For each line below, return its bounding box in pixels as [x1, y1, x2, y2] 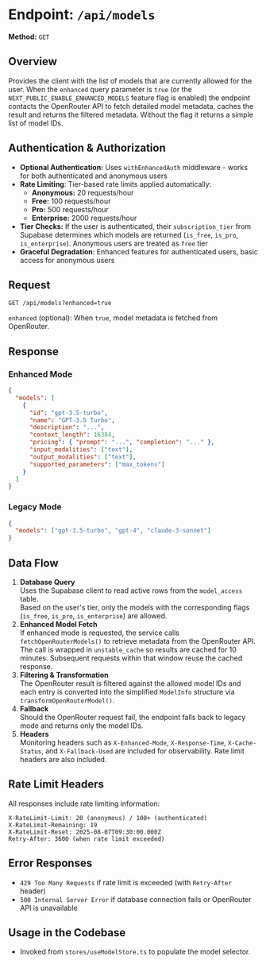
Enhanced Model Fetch [19, 620, 98, 629]
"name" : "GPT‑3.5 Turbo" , [29, 416, 115, 424]
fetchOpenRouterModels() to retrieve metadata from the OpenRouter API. [19, 637, 256, 646]
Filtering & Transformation [19, 670, 109, 680]
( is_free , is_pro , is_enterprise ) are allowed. [19, 611, 168, 621]
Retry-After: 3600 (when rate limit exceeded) [8, 834, 165, 843]
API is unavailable [19, 903, 78, 912]
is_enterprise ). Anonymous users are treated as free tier [19, 238, 208, 248]
